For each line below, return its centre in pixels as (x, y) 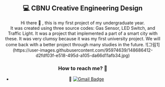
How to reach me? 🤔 (83, 68)
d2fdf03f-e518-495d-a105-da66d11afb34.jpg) (83, 55)
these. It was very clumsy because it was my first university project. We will (83, 38)
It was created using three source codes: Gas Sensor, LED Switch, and (83, 28)
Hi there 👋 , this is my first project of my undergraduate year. (83, 23)
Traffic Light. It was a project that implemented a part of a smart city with (83, 33)
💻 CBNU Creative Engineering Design (83, 8)
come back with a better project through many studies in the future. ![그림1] (83, 44)
